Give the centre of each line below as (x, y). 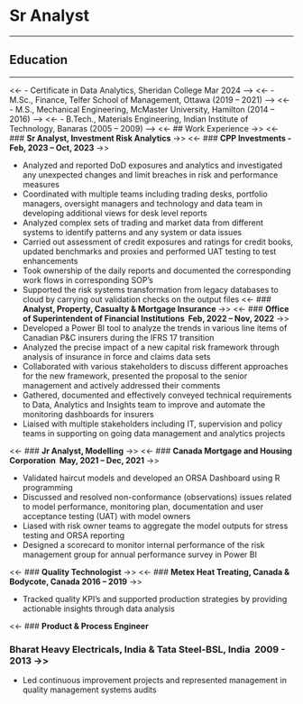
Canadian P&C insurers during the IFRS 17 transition (118, 337)
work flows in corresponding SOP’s (87, 279)
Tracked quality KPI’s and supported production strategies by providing (155, 599)
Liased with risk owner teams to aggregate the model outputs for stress (155, 526)
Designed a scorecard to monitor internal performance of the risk (143, 544)
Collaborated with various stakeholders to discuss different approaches (155, 366)
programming (48, 487)
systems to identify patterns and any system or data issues (132, 232)
